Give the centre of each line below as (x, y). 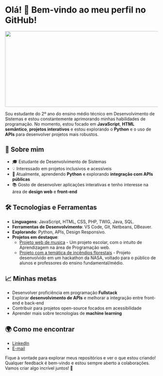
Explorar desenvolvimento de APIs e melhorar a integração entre (77, 298)
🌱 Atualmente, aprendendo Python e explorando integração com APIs (82, 174)
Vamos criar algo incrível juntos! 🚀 (39, 368)
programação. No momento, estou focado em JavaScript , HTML (70, 124)
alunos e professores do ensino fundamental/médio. (72, 263)
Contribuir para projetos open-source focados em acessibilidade (77, 308)
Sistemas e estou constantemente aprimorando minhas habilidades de (75, 119)
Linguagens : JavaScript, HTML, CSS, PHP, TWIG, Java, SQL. (73, 221)
